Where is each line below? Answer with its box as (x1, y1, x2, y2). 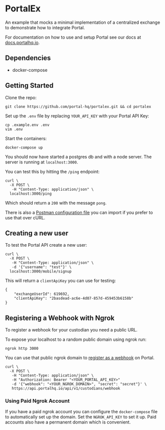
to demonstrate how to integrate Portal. (5, 24, 85, 30)
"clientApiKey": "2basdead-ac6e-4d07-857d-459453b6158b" (14, 296, 134, 301)
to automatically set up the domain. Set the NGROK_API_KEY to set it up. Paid (5, 414, 157, 420)
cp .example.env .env (5, 122, 50, 127)
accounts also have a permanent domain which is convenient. (5, 419, 131, 425)
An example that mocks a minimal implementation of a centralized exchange (5, 19, 161, 25)
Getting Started (5, 81, 54, 90)
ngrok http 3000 (5, 346, 39, 351)
